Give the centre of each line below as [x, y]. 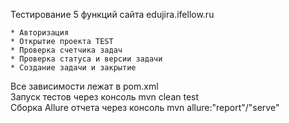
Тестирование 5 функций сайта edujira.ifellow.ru [112, 14]
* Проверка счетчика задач [66, 50]
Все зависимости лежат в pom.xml [84, 86]
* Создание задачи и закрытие [73, 68]
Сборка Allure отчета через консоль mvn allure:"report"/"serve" [145, 107]
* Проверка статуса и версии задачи [86, 59]
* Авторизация [40, 33]
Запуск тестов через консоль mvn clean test [105, 97]
